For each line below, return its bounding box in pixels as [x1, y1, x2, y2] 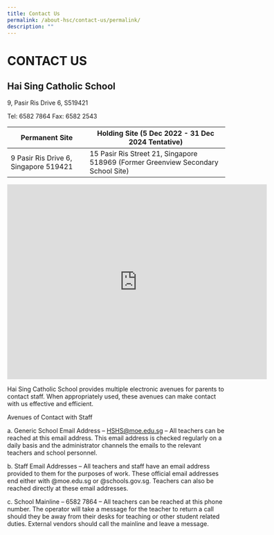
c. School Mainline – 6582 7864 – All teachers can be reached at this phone [7, 498, 223, 506]
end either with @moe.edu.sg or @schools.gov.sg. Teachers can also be [7, 477, 214, 485]
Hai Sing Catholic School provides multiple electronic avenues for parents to [7, 385, 225, 394]
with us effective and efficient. [7, 400, 94, 408]
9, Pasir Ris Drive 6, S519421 [7, 98, 89, 107]
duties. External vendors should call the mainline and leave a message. [7, 520, 210, 528]
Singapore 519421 [10, 162, 73, 172]
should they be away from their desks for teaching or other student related [7, 512, 220, 520]
